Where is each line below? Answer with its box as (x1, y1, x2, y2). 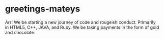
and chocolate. (5, 29, 35, 35)
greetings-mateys (5, 3, 81, 14)
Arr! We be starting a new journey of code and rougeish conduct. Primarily (5, 19, 156, 25)
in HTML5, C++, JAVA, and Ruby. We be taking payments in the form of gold (5, 24, 160, 30)
